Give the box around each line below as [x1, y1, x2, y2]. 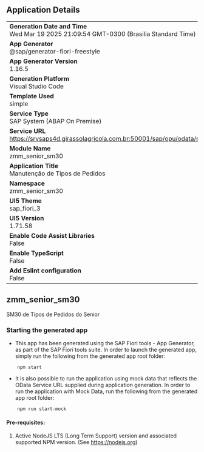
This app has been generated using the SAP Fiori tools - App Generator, [15, 339, 195, 346]
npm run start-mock [17, 406, 67, 412]
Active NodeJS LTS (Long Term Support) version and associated [15, 432, 177, 439]
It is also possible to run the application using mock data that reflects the [15, 374, 197, 382]
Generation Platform [9, 74, 70, 83]
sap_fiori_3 [9, 204, 41, 212]
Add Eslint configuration [9, 266, 82, 275]
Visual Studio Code [9, 82, 64, 90]
